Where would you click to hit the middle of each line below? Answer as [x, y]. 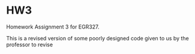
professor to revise [29, 45]
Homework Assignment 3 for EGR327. [53, 27]
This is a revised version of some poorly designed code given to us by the [97, 38]
